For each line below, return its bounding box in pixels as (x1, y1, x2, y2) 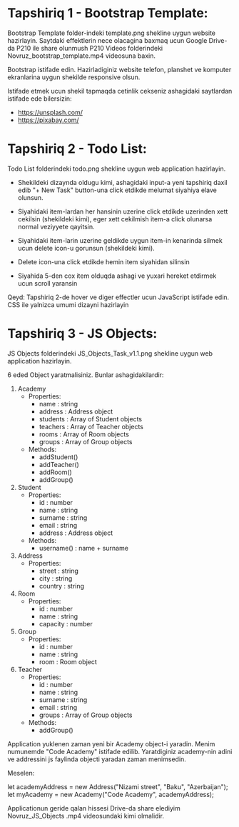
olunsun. (17, 193, 44, 201)
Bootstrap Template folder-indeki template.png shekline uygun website (7, 29, 216, 37)
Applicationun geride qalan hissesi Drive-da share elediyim (7, 803, 180, 812)
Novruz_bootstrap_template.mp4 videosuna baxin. (7, 51, 156, 60)
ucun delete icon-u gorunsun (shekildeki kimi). (17, 244, 155, 252)
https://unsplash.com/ (17, 108, 83, 116)
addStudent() (39, 452, 78, 461)
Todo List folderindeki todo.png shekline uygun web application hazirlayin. (7, 164, 226, 173)
